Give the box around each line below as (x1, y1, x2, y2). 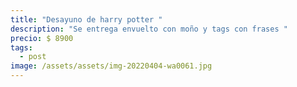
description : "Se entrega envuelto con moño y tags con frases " (10, 24, 288, 34)
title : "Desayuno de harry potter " (10, 14, 163, 25)
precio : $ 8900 (10, 33, 74, 43)
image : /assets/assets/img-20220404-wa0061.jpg (10, 61, 213, 71)
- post (19, 52, 47, 62)
